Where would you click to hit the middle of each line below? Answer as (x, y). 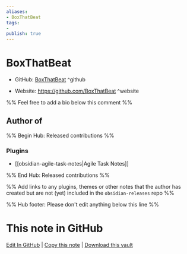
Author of (24, 121)
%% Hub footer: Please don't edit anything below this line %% (83, 205)
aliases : (17, 12)
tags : (13, 23)
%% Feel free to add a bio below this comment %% (69, 103)
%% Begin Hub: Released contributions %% (60, 135)
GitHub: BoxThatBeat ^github (50, 80)
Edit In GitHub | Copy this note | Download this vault (70, 245)
